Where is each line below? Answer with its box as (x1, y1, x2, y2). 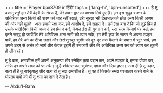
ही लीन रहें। (5, 48, 24, 53)
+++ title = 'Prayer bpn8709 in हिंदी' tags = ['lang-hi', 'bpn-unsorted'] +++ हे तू (5, 5, 158, 10)
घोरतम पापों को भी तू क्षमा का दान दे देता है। (5, 74, 71, 80)
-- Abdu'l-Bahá (5, 83, 35, 89)
